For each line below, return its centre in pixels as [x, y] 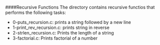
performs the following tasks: [36, 12]
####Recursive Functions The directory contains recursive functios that [80, 7]
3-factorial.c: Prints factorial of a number [55, 38]
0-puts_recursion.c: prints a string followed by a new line [72, 22]
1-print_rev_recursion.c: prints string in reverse [61, 27]
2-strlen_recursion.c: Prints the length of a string [63, 33]
